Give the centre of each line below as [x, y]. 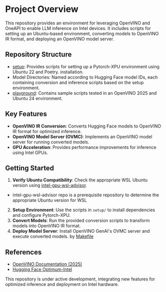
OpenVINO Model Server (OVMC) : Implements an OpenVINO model [82, 137]
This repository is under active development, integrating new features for [80, 279]
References [23, 252]
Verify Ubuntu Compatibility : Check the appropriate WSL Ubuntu [80, 180]
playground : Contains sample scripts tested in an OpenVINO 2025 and [84, 93]
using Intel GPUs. [30, 152]
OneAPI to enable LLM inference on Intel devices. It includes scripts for [78, 28]
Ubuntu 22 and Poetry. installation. [48, 72]
